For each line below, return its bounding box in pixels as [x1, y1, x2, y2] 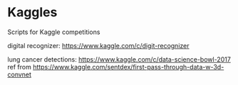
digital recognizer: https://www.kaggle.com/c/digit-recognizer [7, 41, 190, 50]
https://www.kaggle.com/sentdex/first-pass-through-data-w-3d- [33, 62, 224, 71]
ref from [7, 62, 32, 71]
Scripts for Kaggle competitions [7, 28, 100, 36]
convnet [7, 70, 32, 79]
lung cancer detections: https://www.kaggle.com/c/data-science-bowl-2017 [7, 55, 232, 64]
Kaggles [7, 4, 58, 21]
